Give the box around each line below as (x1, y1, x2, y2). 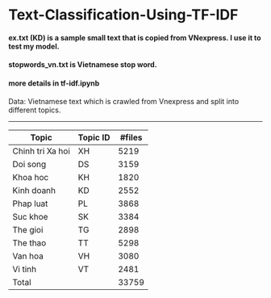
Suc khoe (12, 211, 48, 222)
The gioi (12, 224, 44, 235)
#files (119, 132, 143, 143)
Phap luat (12, 198, 48, 209)
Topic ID (77, 132, 110, 143)
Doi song (12, 158, 47, 170)
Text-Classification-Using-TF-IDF (8, 6, 239, 24)
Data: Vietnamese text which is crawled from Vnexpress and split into (8, 96, 240, 106)
